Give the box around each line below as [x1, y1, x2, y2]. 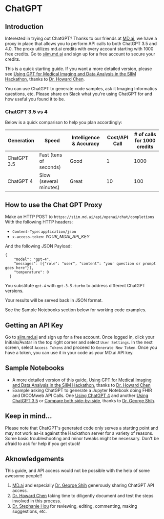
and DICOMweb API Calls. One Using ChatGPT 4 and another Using [12, 393, 149, 398]
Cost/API [107, 134, 128, 141]
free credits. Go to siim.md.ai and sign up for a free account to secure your [5, 51, 155, 57]
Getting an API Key [5, 321, 63, 329]
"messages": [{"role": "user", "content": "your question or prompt [14, 261, 156, 266]
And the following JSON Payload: [5, 243, 72, 249]
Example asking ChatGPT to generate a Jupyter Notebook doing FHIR [12, 387, 152, 393]
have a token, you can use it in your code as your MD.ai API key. [5, 349, 134, 355]
